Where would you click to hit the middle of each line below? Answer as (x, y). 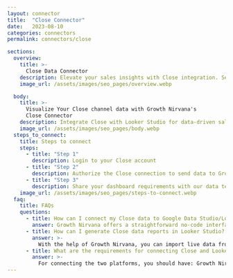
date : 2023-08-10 (35, 26)
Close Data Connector (57, 71)
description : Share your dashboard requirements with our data (125, 186)
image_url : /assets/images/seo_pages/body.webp (89, 129)
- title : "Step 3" (52, 180)
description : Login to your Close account (94, 161)
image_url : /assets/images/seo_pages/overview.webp (96, 84)
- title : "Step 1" (52, 154)
